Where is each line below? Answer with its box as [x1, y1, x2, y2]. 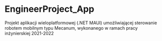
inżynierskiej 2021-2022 [4, 30, 54, 36]
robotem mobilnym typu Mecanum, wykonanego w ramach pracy [4, 25, 138, 31]
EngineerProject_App [4, 3, 95, 15]
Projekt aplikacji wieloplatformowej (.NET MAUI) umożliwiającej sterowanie [4, 20, 157, 26]
